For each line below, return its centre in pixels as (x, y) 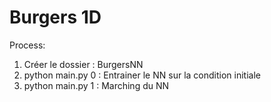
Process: (27, 45)
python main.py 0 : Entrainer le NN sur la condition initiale (142, 75)
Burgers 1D (55, 17)
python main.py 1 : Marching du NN (96, 85)
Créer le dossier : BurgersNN (83, 64)
